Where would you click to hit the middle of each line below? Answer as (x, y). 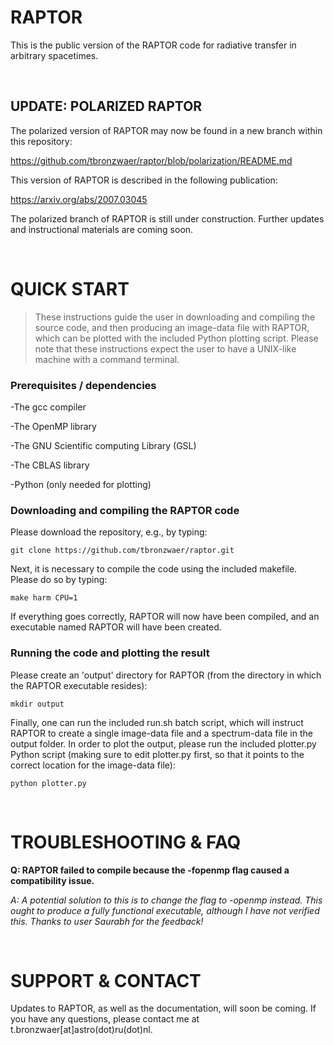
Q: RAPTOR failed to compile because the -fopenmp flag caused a (150, 870)
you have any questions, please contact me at (105, 1019)
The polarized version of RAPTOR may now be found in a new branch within (166, 130)
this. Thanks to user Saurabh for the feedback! (107, 921)
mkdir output (37, 704)
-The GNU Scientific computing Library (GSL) (103, 445)
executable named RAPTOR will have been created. (116, 627)
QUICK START (70, 288)
